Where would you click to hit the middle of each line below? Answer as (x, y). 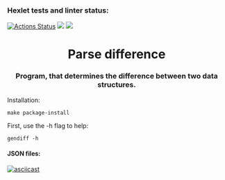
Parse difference (117, 55)
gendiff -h (23, 138)
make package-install (39, 113)
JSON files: (24, 154)
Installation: (24, 100)
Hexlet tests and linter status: (58, 10)
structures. (117, 85)
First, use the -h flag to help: (48, 125)
